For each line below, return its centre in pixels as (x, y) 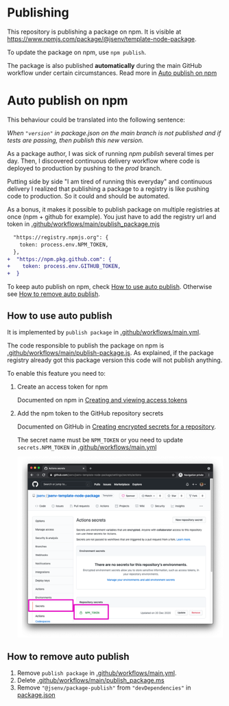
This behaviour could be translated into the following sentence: (96, 119)
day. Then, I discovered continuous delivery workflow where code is (104, 161)
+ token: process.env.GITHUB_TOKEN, (64, 266)
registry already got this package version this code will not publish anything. (115, 360)
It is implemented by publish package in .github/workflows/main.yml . (104, 332)
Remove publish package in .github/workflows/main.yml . (97, 673)
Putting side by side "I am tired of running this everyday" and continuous (110, 181)
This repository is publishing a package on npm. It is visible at (94, 32)
